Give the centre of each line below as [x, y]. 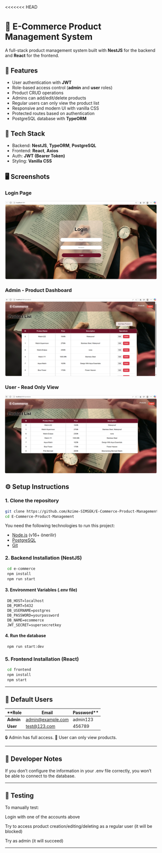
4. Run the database [26, 636]
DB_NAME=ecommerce [26, 620]
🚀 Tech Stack [25, 134]
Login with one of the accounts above [43, 817]
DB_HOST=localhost [26, 601]
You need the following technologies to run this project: [60, 526]
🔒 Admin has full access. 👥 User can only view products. [61, 737]
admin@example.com [47, 720]
